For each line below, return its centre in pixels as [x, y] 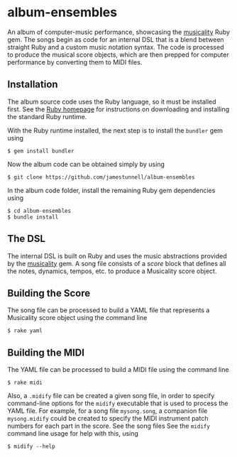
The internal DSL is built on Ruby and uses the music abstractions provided [117, 255]
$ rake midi [25, 383]
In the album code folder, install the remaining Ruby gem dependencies [111, 190]
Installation [33, 85]
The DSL [27, 239]
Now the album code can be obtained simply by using [86, 164]
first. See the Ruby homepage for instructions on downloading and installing [118, 109]
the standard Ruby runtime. [47, 116]
